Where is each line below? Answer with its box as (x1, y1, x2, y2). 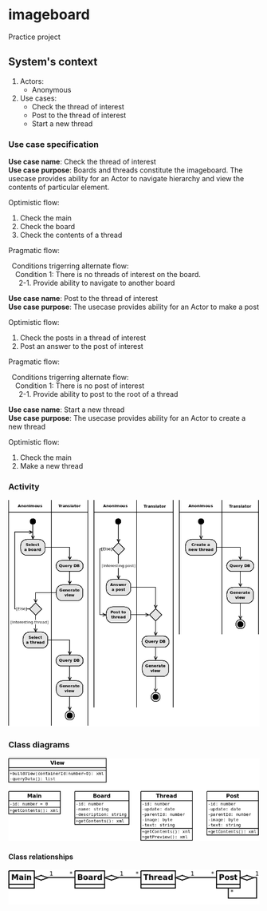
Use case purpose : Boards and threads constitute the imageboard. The (8, 165, 243, 175)
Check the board (19, 222, 76, 232)
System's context (8, 55, 98, 69)
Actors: (19, 76, 44, 85)
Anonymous (31, 85, 72, 94)
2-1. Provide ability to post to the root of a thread (18, 390, 179, 399)
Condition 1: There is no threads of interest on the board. (15, 270, 202, 279)
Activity (8, 481, 40, 492)
